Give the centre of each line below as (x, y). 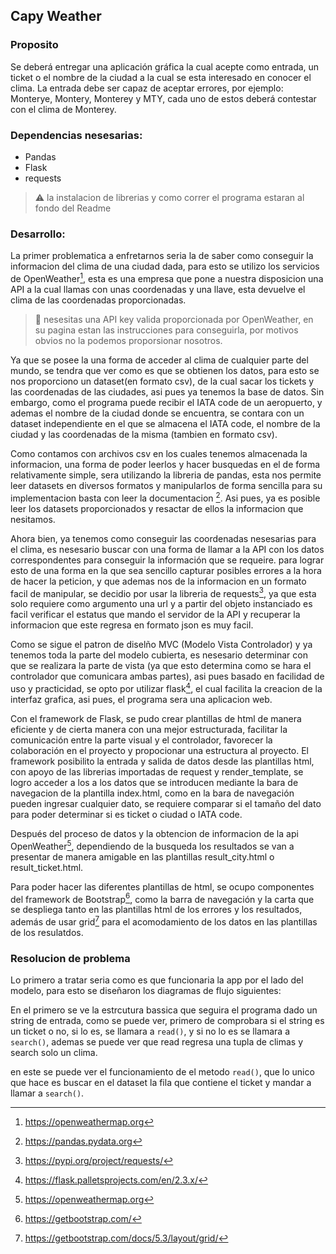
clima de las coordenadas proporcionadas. (98, 300)
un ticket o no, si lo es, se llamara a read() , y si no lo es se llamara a (150, 1031)
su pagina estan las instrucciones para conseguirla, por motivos (166, 330)
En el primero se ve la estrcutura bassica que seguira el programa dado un (164, 1010)
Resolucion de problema (70, 958)
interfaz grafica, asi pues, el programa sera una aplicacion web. (141, 699)
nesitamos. (33, 519)
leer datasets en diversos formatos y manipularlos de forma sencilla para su (166, 485)
